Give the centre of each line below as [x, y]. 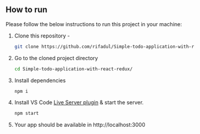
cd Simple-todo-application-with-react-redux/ [73, 69]
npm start [27, 113]
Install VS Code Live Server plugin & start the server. [79, 102]
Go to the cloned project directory [56, 58]
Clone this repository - [42, 36]
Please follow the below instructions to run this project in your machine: [94, 24]
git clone [27, 46]
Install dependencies [40, 80]
